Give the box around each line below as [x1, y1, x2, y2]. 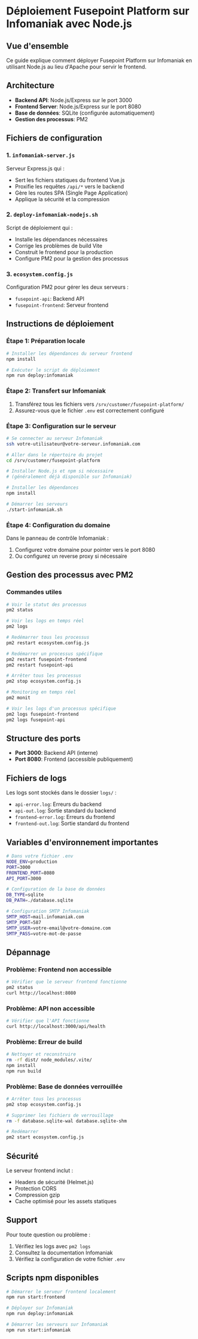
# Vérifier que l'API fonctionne [6, 1018, 90, 1024]
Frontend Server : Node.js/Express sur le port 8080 [14, 103, 142, 110]
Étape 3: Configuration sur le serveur [6, 422, 117, 430]
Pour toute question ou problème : [6, 1231, 91, 1238]
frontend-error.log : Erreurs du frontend [14, 814, 115, 821]
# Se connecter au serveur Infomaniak [6, 435, 103, 441]
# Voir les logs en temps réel [6, 618, 84, 624]
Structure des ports [6, 734, 81, 743]
